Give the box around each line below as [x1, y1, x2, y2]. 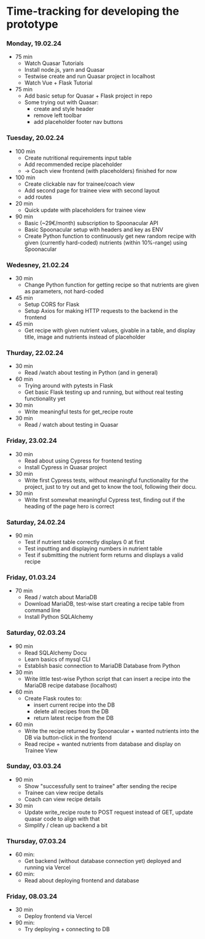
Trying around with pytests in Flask [24, 382, 114, 389]
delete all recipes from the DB [33, 707, 109, 715]
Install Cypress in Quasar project [24, 463, 107, 470]
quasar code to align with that [24, 814, 100, 822]
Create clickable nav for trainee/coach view [24, 180, 135, 188]
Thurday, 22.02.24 [6, 348, 64, 357]
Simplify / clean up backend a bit [24, 821, 108, 829]
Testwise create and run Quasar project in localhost [24, 72, 155, 80]
